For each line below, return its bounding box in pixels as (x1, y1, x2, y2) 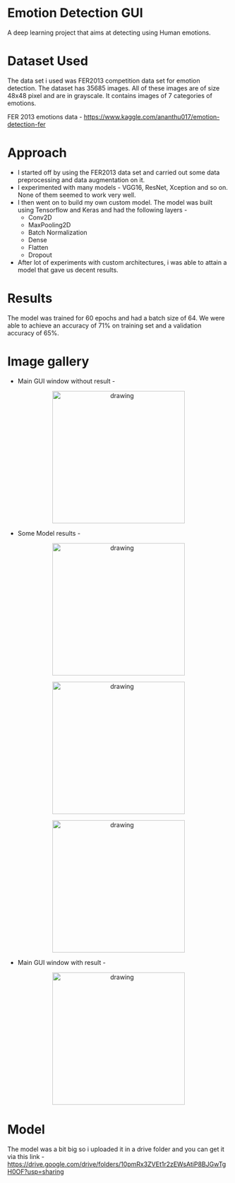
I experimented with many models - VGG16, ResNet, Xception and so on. (17, 183, 228, 191)
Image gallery (7, 353, 90, 369)
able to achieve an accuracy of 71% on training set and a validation (7, 321, 202, 330)
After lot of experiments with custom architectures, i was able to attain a (17, 258, 227, 266)
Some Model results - (17, 529, 81, 537)
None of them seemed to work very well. (17, 191, 136, 199)
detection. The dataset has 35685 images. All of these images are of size (7, 83, 220, 92)
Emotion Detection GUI (7, 5, 143, 21)
